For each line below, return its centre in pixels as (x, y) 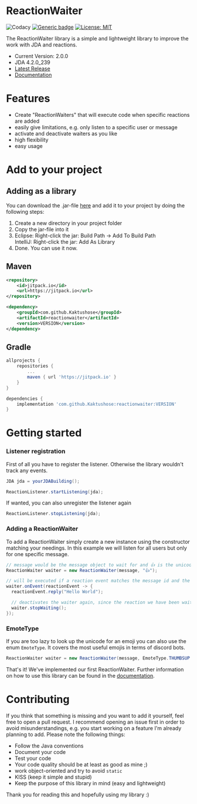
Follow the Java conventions (49, 746)
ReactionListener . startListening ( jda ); (55, 492)
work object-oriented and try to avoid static (68, 771)
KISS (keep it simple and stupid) (53, 777)
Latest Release (33, 68)
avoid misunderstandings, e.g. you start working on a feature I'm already (94, 728)
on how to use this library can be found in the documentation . (81, 675)
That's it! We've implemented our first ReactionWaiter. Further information (95, 669)
